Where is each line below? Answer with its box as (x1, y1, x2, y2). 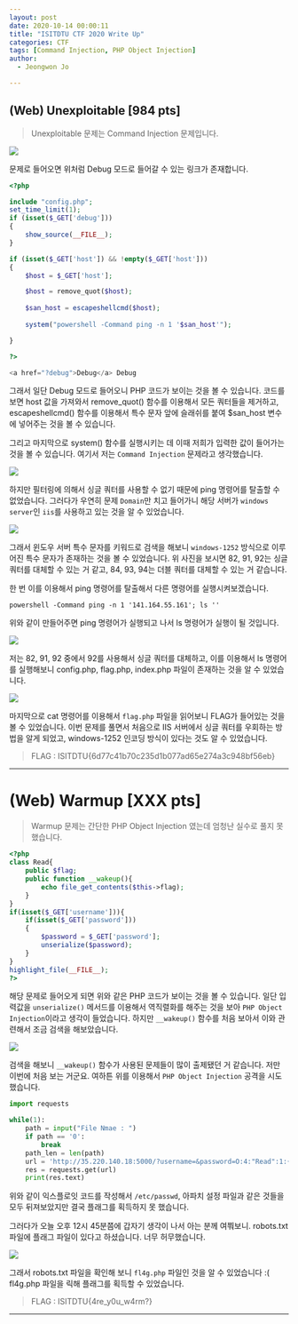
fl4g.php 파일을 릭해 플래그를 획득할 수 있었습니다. (9, 1279, 184, 1289)
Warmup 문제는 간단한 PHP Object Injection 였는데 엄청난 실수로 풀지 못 (30, 821, 284, 832)
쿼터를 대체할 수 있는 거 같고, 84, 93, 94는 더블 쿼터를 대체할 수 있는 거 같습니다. (9, 564, 287, 575)
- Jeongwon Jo (17, 63, 69, 72)
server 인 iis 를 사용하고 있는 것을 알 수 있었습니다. (9, 506, 184, 517)
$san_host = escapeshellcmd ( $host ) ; (25, 304, 161, 313)
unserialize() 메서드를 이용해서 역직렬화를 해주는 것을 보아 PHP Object (32, 1001, 283, 1013)
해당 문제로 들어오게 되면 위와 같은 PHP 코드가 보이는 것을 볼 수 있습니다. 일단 (9, 991, 278, 1001)
